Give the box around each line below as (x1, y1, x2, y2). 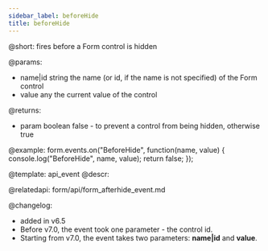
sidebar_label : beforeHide (8, 11, 99, 20)
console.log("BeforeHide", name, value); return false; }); (8, 154, 194, 163)
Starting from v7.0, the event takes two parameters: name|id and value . (19, 232, 258, 242)
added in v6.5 (19, 216, 66, 225)
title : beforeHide (8, 19, 70, 27)
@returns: (8, 105, 42, 115)
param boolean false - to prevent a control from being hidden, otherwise (19, 121, 260, 130)
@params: (8, 57, 43, 67)
